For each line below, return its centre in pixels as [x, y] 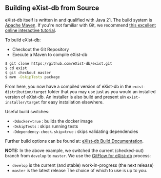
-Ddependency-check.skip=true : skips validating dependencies [75, 131]
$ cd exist [16, 68]
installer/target [23, 102]
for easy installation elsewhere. [72, 102]
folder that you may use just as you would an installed [102, 92]
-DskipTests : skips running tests [45, 127]
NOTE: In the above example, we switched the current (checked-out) [74, 151]
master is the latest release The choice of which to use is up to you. [80, 171]
